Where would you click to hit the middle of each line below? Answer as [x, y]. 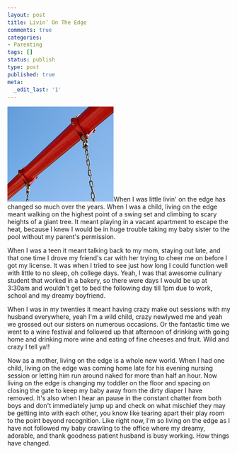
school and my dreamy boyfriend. [57, 296]
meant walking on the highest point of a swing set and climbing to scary [112, 214]
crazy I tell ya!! [29, 347]
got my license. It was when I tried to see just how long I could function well [118, 266]
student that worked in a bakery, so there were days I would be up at [107, 281]
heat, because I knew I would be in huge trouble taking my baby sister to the [118, 229]
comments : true [30, 30]
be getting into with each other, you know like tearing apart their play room [116, 413]
